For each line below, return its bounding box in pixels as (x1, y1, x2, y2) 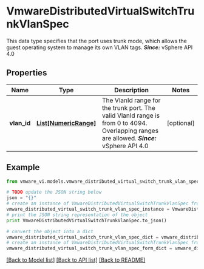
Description (114, 86, 149, 94)
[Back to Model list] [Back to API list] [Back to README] (6, 256, 146, 264)
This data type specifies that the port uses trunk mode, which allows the (6, 37, 187, 44)
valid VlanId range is (102, 111, 160, 120)
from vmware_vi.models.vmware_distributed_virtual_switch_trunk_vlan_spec (6, 178, 200, 185)
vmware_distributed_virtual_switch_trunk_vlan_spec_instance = (6, 206, 170, 213)
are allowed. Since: (102, 134, 157, 142)
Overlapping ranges (102, 126, 159, 135)
